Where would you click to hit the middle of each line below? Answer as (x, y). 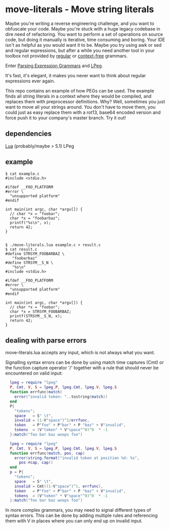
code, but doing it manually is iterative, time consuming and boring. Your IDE (85, 40)
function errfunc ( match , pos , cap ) (47, 453)
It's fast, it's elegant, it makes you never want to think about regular (76, 75)
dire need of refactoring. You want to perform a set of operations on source (84, 34)
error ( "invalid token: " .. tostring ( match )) (61, 397)
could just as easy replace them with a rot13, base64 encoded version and (83, 112)
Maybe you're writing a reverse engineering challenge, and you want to (80, 23)
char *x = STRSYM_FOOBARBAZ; (41, 312)
